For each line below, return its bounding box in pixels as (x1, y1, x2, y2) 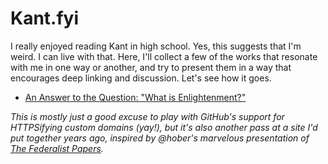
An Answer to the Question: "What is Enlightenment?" (24, 91, 247, 103)
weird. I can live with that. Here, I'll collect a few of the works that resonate (10, 50, 318, 62)
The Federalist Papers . (10, 142, 104, 154)
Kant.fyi (10, 7, 80, 30)
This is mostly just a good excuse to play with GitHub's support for (10, 110, 285, 122)
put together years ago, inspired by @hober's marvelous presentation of (10, 132, 310, 144)
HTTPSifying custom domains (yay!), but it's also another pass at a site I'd (10, 121, 318, 133)
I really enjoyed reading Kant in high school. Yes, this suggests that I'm (10, 40, 302, 52)
